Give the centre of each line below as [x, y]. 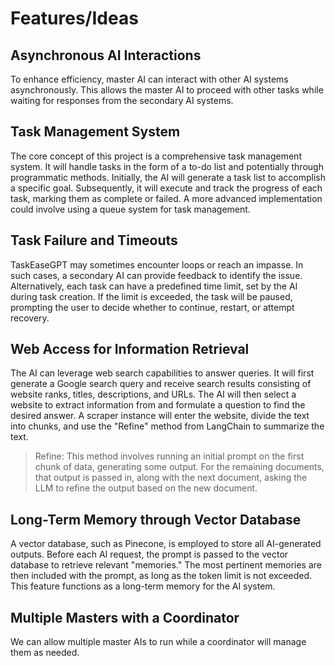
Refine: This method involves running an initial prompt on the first [169, 456]
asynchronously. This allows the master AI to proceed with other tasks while [167, 90]
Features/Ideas [74, 18]
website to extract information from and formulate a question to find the [158, 405]
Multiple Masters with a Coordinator [125, 617]
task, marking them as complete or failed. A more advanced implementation [166, 198]
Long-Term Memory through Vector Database [156, 519]
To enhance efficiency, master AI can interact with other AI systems [149, 79]
